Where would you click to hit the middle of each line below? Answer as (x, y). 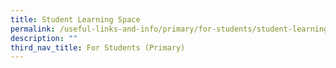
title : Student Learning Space (75, 19)
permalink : (33, 29)
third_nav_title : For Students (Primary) (98, 47)
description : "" (44, 38)
